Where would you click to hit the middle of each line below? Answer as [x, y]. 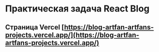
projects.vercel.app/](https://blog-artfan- [72, 35]
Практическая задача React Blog [77, 9]
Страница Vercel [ [35, 27]
